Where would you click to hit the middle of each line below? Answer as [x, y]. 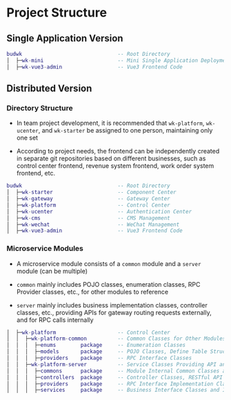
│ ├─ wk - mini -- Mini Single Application [102, 60]
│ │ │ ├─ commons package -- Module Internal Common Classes [113, 371]
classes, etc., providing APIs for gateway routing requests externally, [114, 312]
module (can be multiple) [52, 271]
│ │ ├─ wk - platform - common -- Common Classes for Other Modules [116, 339]
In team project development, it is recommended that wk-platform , [110, 123]
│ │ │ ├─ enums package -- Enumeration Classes [96, 345]
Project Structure [57, 13]
